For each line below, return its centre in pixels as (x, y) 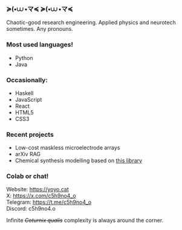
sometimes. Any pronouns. (40, 29)
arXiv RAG (28, 154)
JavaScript (28, 99)
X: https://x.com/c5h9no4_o (41, 196)
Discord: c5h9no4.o (31, 209)
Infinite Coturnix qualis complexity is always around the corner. (85, 220)
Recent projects (30, 134)
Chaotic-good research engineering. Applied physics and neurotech (91, 22)
